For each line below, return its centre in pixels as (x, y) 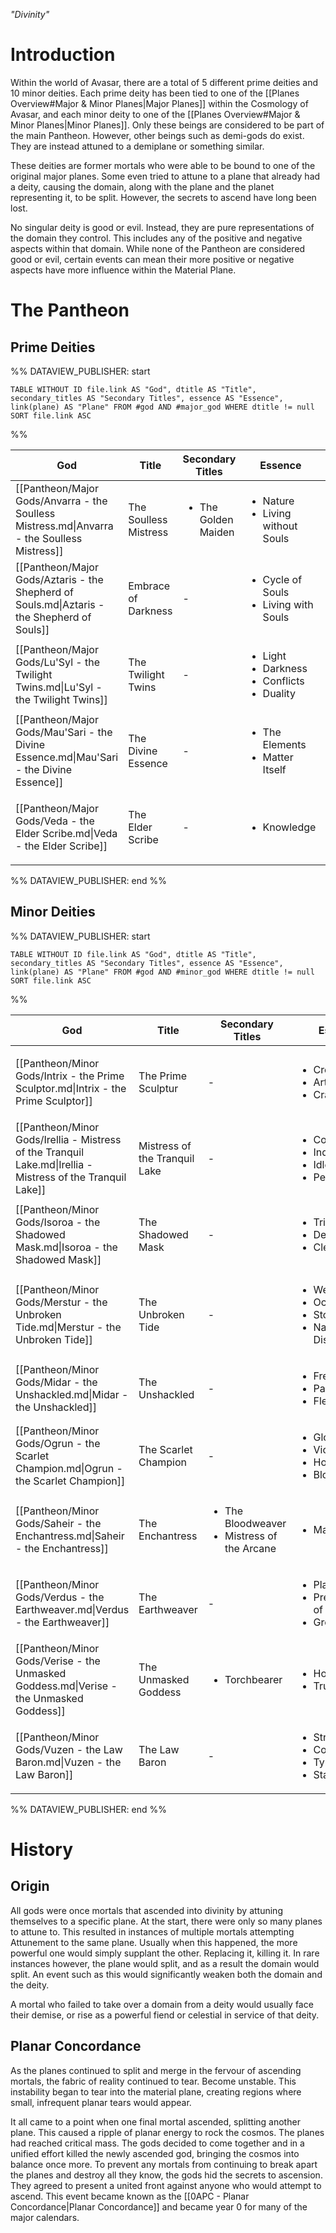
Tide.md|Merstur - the (68, 1327)
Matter (278, 757)
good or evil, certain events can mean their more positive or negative (152, 259)
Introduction (63, 55)
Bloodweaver (255, 1523)
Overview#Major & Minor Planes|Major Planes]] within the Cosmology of (159, 103)
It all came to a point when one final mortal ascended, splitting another (155, 2121)
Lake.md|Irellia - (54, 1164)
